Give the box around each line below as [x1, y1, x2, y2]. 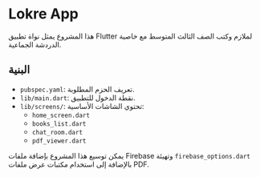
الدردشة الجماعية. [8, 39, 62, 49]
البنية [8, 63, 30, 77]
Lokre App [8, 5, 79, 23]
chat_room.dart [31, 128, 83, 136]
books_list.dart [31, 119, 87, 128]
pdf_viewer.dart [31, 137, 87, 145]
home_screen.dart [31, 111, 91, 119]
